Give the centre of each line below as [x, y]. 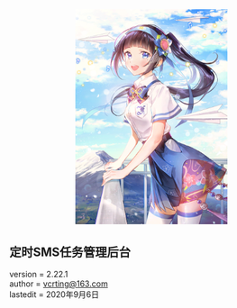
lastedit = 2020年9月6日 [55, 294]
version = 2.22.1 [39, 275]
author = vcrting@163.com [59, 284]
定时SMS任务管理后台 [70, 252]
